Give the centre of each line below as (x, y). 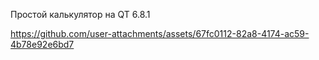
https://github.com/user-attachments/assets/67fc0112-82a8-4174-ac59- (160, 33)
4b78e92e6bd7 (42, 44)
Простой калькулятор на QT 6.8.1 (80, 14)
